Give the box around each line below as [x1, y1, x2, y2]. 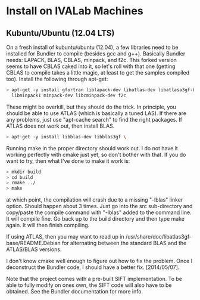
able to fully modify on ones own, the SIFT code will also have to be [6, 282, 172, 289]
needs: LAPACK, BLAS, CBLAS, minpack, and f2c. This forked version [6, 57, 177, 63]
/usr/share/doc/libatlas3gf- [125, 233, 192, 240]
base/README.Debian [6, 240, 61, 247]
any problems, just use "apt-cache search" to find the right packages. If [6, 116, 183, 123]
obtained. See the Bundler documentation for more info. [6, 288, 143, 295]
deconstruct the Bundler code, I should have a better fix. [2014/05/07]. [6, 264, 180, 271]
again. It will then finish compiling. [6, 222, 90, 229]
